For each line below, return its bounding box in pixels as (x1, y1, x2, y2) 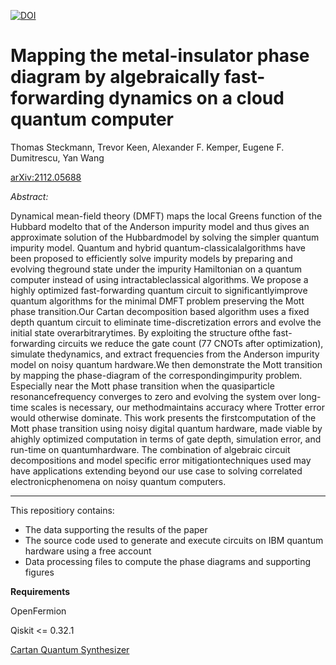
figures (24, 566, 55, 578)
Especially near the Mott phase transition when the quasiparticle (10, 380, 275, 392)
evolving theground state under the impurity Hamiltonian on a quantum (10, 263, 302, 275)
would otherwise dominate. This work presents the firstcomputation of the (10, 411, 317, 424)
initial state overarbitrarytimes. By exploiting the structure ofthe (10, 326, 271, 339)
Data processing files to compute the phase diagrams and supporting (24, 555, 312, 567)
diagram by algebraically (10, 66, 221, 89)
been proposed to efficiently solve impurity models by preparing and (10, 252, 293, 264)
